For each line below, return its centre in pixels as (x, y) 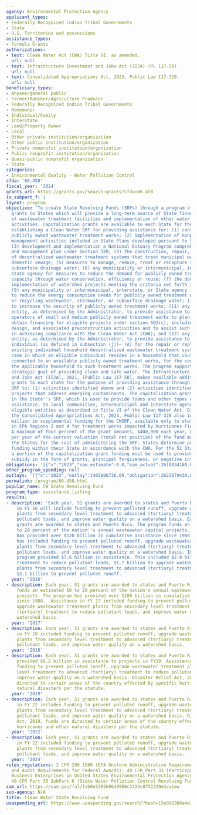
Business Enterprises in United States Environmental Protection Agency (102, 776)
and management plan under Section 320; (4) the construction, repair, (101, 252)
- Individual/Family (31, 115)
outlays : (17, 476)
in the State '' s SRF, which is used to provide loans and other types (99, 399)
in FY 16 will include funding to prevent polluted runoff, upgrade (102, 508)
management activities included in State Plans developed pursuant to (99, 241)
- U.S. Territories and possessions (51, 33)
